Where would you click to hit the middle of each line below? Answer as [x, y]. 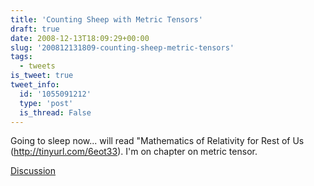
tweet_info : [35, 85]
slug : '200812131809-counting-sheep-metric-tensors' [122, 47]
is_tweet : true [42, 76]
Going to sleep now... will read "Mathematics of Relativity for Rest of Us [157, 141]
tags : [21, 57]
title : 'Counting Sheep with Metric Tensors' [106, 19]
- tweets [37, 66]
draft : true [35, 29]
